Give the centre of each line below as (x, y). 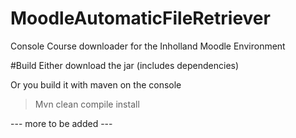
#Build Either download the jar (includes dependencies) (125, 65)
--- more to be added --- (61, 123)
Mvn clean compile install (87, 104)
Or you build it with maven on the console (96, 84)
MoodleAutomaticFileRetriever (140, 18)
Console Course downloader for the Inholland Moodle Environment (148, 46)
